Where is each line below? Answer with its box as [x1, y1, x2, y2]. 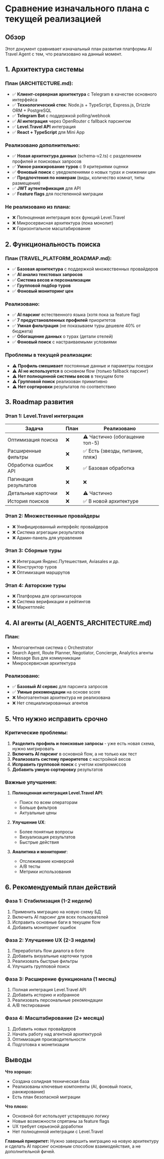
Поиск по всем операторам [19, 799, 78, 805]
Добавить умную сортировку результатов [12, 766, 103, 773]
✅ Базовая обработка [82, 464, 135, 471]
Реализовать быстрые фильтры [12, 958, 78, 964]
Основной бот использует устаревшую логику [12, 1113, 109, 1119]
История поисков [7, 498, 49, 505]
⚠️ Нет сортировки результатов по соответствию [12, 384, 116, 389]
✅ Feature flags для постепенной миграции [12, 191, 103, 197]
